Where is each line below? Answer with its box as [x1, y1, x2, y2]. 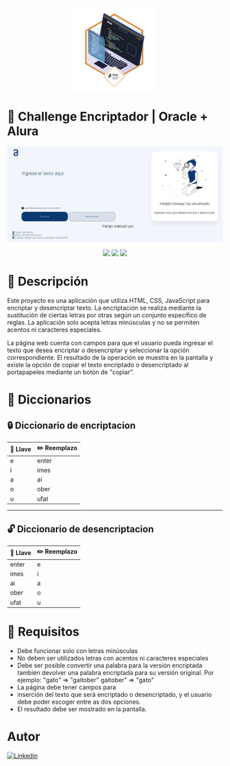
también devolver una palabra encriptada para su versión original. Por [16, 669, 214, 677]
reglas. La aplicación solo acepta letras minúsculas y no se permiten [7, 318, 200, 326]
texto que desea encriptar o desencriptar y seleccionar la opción [7, 346, 190, 354]
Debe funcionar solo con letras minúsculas [16, 647, 138, 655]
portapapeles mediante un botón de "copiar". [7, 368, 135, 376]
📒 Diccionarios [7, 392, 92, 408]
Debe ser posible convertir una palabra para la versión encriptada [16, 661, 203, 669]
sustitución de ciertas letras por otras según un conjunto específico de [7, 310, 207, 319]
